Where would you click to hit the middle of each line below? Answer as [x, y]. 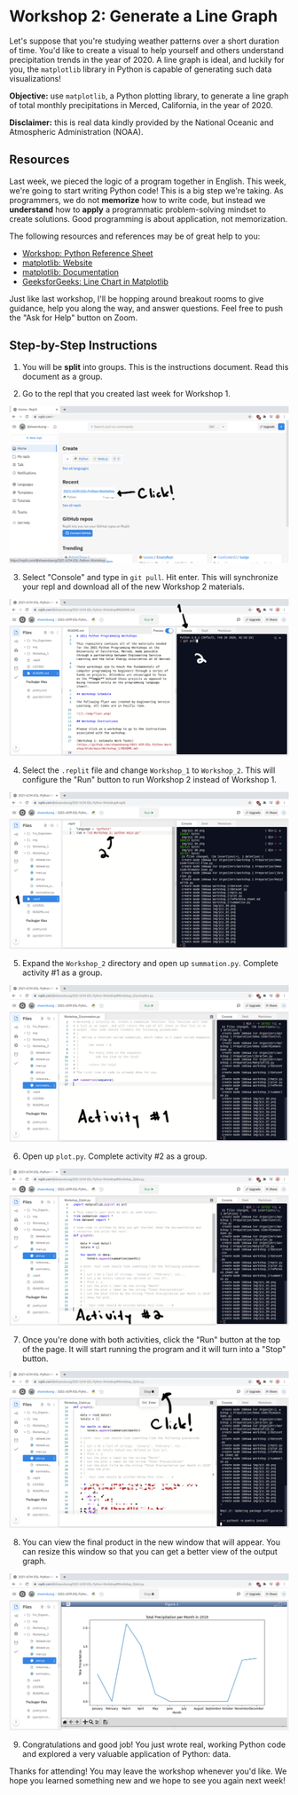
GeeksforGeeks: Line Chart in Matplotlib [95, 281]
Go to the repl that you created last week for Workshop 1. [126, 393]
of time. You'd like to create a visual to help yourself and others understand [146, 50]
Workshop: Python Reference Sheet [87, 253]
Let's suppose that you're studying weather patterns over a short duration [144, 41]
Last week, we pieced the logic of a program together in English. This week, [148, 181]
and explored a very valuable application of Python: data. [126, 1753]
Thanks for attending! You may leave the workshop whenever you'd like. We [148, 1771]
